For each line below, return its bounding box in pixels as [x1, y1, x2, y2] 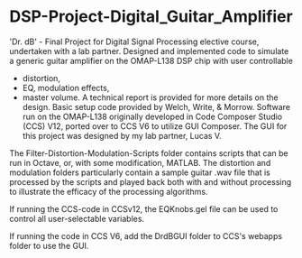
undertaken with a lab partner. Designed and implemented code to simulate [9, 45, 289, 56]
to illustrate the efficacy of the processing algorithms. [9, 186, 208, 197]
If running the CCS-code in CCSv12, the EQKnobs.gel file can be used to [9, 203, 279, 214]
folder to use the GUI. [9, 240, 89, 251]
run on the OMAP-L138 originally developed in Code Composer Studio [22, 111, 282, 122]
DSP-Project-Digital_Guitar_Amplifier [9, 6, 293, 27]
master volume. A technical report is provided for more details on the [22, 92, 279, 103]
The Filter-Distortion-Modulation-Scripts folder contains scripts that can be [9, 147, 288, 159]
